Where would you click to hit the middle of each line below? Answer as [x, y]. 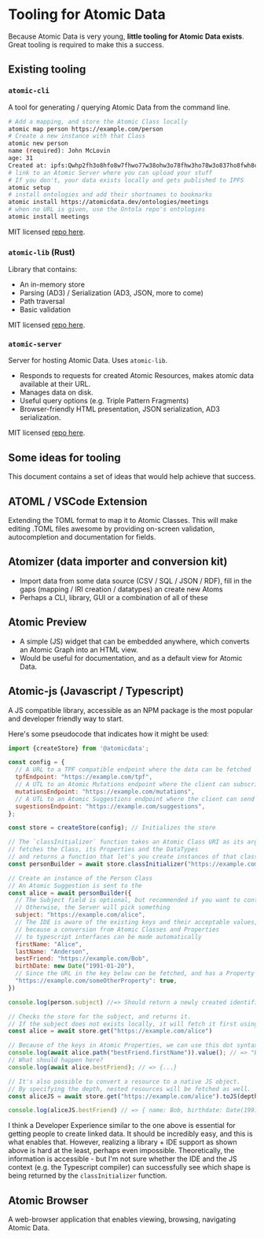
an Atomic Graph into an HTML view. [79, 649]
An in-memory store [52, 284]
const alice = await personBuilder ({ [70, 893]
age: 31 [21, 158]
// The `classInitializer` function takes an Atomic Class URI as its [126, 842]
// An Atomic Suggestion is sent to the [75, 885]
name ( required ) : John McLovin [59, 151]
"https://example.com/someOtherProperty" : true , [96, 981]
